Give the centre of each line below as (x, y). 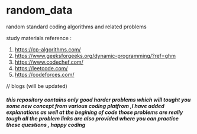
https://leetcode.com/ (41, 68)
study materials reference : (39, 38)
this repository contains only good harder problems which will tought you (98, 99)
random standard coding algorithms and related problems (76, 27)
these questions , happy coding (46, 125)
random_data (39, 10)
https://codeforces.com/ (44, 74)
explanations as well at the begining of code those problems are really (95, 112)
